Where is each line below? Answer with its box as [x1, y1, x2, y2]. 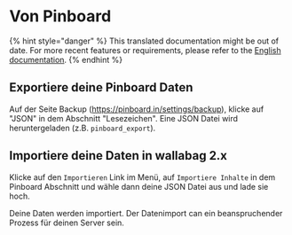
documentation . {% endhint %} [9, 54, 122, 65]
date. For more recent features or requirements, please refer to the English [9, 44, 281, 55]
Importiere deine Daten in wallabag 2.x [9, 148, 228, 163]
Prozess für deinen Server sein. [9, 217, 124, 228]
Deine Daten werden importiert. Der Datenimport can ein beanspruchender [9, 208, 283, 218]
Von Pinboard [9, 6, 112, 27]
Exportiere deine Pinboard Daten [9, 80, 193, 95]
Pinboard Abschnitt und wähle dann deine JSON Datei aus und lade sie [9, 181, 269, 192]
